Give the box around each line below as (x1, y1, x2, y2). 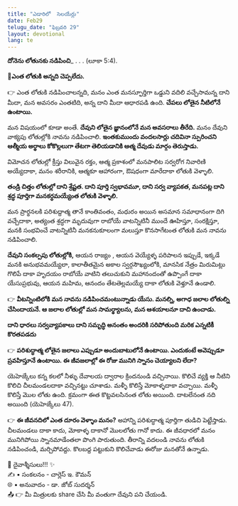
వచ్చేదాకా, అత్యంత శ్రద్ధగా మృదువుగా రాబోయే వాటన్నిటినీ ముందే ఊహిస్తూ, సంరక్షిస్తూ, (7, 216, 220, 225)
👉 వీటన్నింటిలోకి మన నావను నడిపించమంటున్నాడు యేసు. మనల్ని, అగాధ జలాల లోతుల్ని (7, 295, 229, 303)
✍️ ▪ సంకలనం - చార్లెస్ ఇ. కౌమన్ (7, 470, 92, 479)
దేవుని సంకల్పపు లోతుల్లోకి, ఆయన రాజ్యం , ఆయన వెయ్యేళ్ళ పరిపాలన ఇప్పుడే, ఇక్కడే (7, 251, 220, 260)
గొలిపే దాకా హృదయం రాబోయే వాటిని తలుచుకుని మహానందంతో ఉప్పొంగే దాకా (7, 270, 202, 278)
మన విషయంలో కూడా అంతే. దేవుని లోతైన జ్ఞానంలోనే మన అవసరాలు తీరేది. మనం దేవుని (7, 123, 228, 132)
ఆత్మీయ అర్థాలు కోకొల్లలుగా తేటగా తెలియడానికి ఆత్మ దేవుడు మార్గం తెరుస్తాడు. (7, 142, 199, 150)
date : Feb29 (7, 17, 43, 24)
